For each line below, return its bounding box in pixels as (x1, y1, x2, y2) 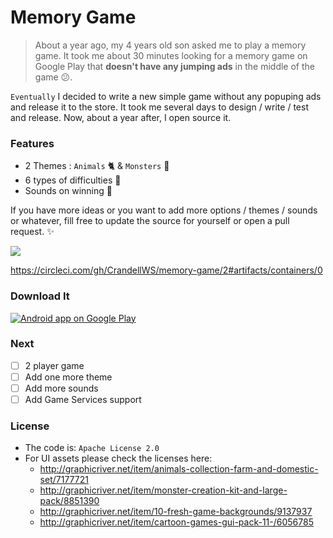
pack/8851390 (39, 495, 100, 507)
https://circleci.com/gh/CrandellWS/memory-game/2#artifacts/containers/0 (10, 264, 323, 276)
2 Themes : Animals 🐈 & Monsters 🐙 (24, 160, 170, 172)
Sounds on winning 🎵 (24, 185, 113, 197)
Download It (10, 289, 70, 303)
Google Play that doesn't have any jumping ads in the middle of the (34, 60, 315, 72)
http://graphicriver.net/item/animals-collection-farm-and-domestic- (39, 463, 319, 475)
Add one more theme (24, 371, 113, 383)
